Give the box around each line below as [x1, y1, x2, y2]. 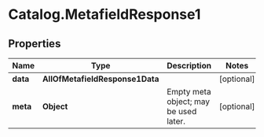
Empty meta [166, 87, 211, 97]
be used [166, 106, 197, 117]
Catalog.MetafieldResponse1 [8, 6, 201, 24]
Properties [8, 37, 61, 50]
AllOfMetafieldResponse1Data [42, 73, 159, 84]
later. [166, 116, 186, 127]
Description [166, 61, 212, 71]
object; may [166, 96, 211, 107]
